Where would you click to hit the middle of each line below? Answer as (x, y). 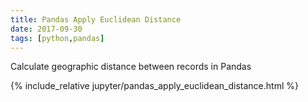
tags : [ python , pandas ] (57, 38)
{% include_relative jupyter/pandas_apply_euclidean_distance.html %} (154, 86)
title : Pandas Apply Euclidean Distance (96, 19)
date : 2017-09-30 (46, 29)
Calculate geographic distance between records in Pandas (131, 67)
